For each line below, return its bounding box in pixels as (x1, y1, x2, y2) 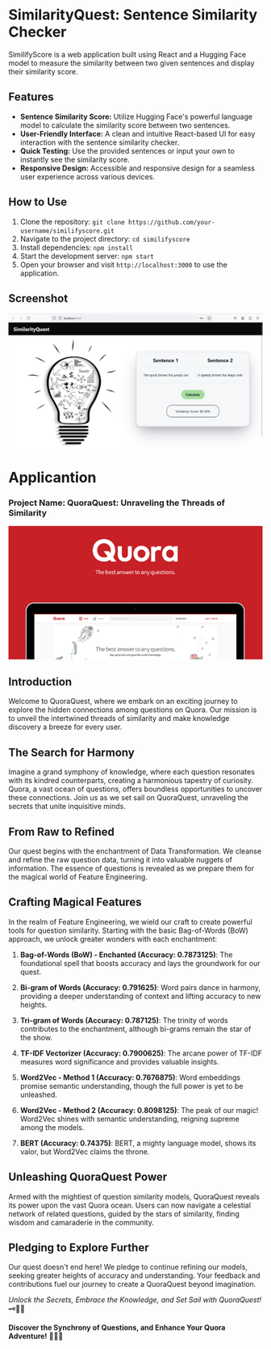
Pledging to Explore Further (8, 1241, 149, 1254)
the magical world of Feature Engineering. (8, 871, 148, 882)
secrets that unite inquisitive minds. (8, 802, 127, 812)
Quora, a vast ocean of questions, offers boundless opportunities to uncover (8, 784, 263, 794)
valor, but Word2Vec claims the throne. (19, 1146, 150, 1157)
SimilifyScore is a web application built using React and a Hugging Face (8, 49, 247, 59)
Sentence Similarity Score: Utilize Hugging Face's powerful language (19, 112, 252, 121)
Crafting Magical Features (8, 896, 143, 909)
